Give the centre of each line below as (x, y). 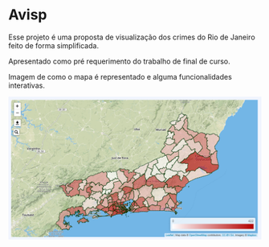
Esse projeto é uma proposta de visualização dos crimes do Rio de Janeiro (132, 37)
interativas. (27, 85)
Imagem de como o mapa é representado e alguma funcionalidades (120, 76)
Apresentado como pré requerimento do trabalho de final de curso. (119, 61)
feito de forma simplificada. (53, 45)
